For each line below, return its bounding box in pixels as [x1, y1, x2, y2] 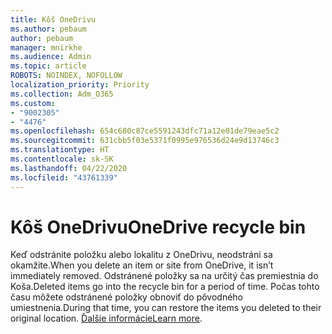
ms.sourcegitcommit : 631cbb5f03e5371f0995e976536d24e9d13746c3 [10, 136, 280, 146]
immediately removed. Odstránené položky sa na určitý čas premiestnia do [10, 270, 319, 282]
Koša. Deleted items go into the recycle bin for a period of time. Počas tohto [10, 281, 320, 293]
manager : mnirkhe [10, 42, 83, 53]
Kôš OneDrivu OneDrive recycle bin [10, 216, 307, 238]
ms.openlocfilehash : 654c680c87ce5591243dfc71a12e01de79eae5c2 [10, 126, 280, 136]
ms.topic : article [10, 61, 87, 71]
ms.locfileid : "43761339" [10, 172, 118, 183]
